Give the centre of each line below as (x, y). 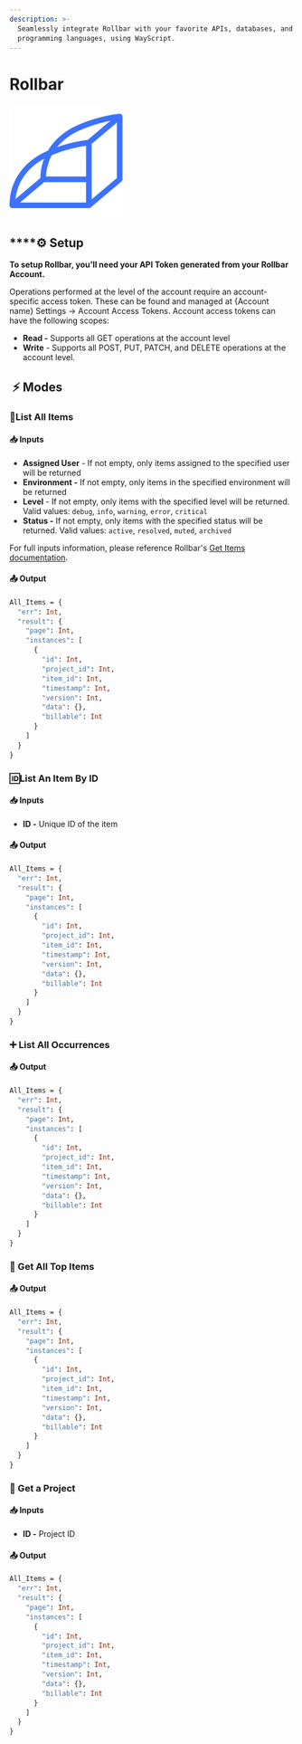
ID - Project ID (48, 1534)
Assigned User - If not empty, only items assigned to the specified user (156, 462)
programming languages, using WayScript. (97, 38)
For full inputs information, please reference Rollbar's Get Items (127, 548)
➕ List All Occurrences (60, 1044)
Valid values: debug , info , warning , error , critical (115, 510)
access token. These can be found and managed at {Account (155, 301)
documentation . (39, 558)
